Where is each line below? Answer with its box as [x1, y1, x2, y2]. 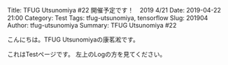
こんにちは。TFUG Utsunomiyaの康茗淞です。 [7, 35, 140, 44]
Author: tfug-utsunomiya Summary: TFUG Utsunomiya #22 [7, 21, 177, 29]
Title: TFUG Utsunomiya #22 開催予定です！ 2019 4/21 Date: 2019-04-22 [7, 6, 222, 14]
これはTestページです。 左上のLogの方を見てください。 [7, 50, 166, 58]
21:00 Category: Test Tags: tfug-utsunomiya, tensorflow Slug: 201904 [7, 14, 208, 22]
